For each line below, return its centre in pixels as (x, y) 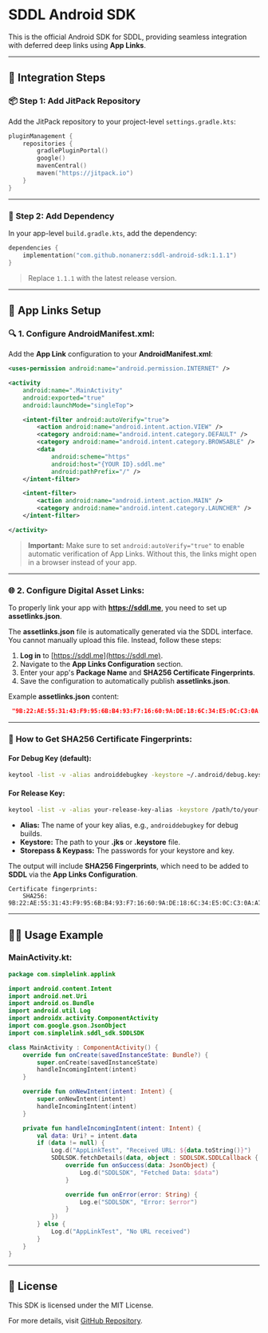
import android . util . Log (49, 1011)
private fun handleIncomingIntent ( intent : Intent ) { (112, 1128)
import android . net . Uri (48, 996)
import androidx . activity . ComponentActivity (83, 1019)
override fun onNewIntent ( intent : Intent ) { (98, 1092)
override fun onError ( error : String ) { (131, 1194)
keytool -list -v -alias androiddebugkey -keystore (96, 775)
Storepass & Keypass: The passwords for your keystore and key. (127, 850)
